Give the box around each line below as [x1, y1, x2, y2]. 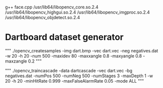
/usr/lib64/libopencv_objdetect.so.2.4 [5, 15, 80, 20]
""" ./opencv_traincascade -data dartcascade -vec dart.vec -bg [5, 67, 132, 73]
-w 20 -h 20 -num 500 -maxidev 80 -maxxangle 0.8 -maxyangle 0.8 [5, 53, 142, 59]
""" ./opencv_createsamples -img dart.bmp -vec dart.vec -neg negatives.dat [5, 47, 158, 53]
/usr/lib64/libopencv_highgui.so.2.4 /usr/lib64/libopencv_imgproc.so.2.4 [5, 9, 150, 15]
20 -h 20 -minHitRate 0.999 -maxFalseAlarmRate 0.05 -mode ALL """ [5, 78, 145, 84]
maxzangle [5, 58, 27, 64]
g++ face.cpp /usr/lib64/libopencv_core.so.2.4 [5, 4, 99, 10]
